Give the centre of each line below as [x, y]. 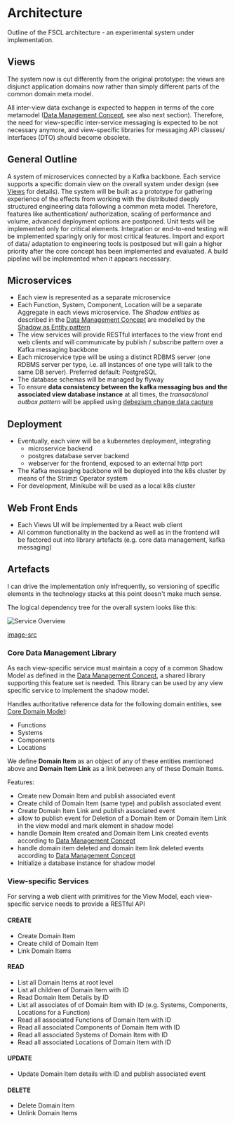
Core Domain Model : [37, 712]
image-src [22, 635]
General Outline [42, 160]
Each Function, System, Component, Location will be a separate [110, 305]
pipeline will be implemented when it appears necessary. [89, 259]
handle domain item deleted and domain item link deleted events [110, 848]
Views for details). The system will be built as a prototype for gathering [110, 191]
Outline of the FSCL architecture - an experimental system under [101, 32]
